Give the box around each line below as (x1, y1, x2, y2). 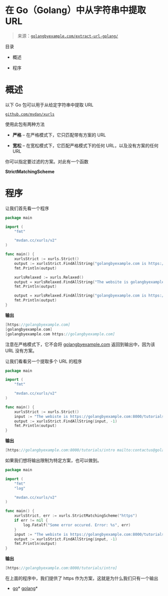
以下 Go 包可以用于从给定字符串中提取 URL (5, 101, 93, 108)
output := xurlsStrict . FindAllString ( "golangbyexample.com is (14, 261, 146, 266)
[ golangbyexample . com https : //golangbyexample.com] (5, 332, 115, 337)
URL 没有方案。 (5, 347, 37, 354)
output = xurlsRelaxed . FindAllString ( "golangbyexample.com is (14, 293, 146, 299)
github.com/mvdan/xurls (5, 111, 55, 117)
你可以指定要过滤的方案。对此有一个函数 (5, 159, 88, 165)
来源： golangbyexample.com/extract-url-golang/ (17, 33, 118, 39)
